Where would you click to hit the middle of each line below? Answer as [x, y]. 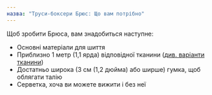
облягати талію [39, 77]
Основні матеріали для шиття [61, 47]
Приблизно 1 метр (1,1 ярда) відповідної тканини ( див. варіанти [111, 54]
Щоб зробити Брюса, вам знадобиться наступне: [80, 34]
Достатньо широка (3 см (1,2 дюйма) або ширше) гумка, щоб [108, 69]
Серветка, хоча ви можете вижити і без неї [81, 84]
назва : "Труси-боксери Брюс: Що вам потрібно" [76, 14]
